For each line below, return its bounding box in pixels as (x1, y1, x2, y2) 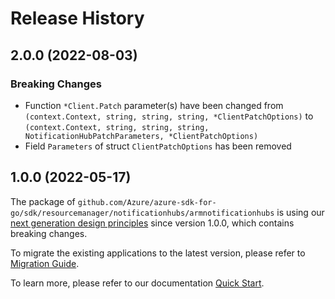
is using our (276, 206, 325, 218)
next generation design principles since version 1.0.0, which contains (10, 217, 295, 229)
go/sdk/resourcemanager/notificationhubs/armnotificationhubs (10, 208, 275, 218)
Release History (10, 7, 145, 30)
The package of (10, 195, 76, 207)
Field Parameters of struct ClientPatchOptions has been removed (24, 140, 292, 152)
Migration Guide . (10, 257, 80, 269)
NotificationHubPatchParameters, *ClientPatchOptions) (24, 131, 259, 141)
